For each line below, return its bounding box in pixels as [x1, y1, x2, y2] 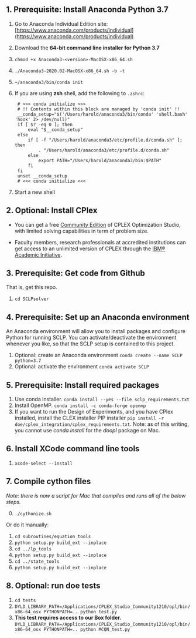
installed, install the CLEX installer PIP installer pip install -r [14, 414, 164, 422]
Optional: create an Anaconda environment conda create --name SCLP [14, 352, 183, 359]
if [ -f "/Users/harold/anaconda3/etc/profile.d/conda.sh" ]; [27, 137, 183, 143]
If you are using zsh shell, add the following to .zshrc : [14, 89, 145, 96]
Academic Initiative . [14, 251, 63, 258]
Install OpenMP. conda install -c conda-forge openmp [14, 402, 146, 409]
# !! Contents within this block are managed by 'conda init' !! [17, 106, 180, 112]
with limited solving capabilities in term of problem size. [14, 227, 149, 234]
